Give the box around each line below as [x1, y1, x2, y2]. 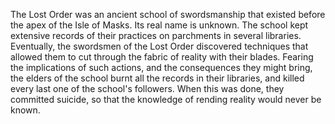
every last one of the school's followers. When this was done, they [10, 83, 285, 94]
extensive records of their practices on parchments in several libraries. [10, 30, 302, 41]
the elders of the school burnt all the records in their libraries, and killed [10, 72, 305, 84]
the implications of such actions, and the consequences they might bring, [10, 62, 313, 73]
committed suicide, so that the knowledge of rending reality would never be [10, 94, 322, 105]
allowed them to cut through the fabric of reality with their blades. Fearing [10, 51, 314, 63]
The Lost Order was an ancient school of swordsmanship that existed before [10, 9, 326, 20]
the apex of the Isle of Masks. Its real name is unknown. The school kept [10, 19, 309, 31]
